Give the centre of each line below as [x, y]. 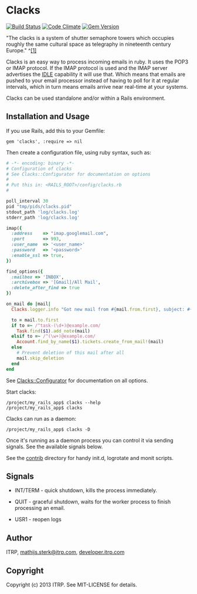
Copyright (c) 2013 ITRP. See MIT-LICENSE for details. [72, 585]
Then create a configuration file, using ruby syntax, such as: [79, 152]
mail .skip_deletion [40, 358]
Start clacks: [21, 392]
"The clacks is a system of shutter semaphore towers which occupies [90, 38]
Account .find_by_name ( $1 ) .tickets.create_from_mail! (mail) [90, 342]
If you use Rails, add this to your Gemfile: [56, 130]
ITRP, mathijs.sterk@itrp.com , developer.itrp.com [65, 552]
